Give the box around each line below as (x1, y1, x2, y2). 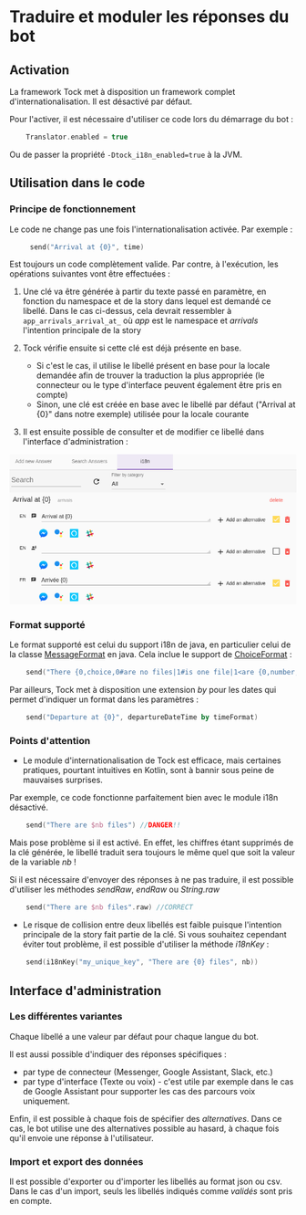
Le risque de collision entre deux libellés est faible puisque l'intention (22, 919, 282, 930)
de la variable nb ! (9, 856, 77, 868)
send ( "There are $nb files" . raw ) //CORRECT (25, 903, 194, 912)
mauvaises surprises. (22, 774, 103, 786)
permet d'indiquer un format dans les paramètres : (9, 694, 199, 705)
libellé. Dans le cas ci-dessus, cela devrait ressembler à (22, 306, 232, 317)
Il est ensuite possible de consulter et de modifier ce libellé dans (22, 426, 265, 437)
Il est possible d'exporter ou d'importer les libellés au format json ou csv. (9, 1176, 282, 1188)
